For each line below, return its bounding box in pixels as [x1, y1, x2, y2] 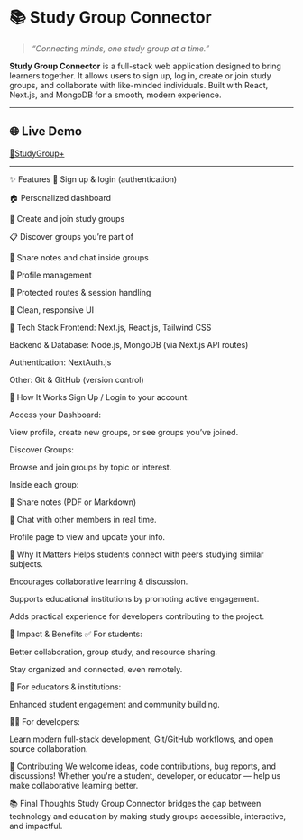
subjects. [9, 558, 43, 569]
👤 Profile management [9, 269, 92, 280]
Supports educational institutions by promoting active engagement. [9, 593, 260, 604]
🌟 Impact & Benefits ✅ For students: [9, 628, 142, 639]
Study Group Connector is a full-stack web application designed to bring [9, 60, 282, 71]
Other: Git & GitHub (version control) [9, 374, 144, 385]
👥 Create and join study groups [9, 213, 125, 224]
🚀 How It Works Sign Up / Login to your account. [9, 391, 189, 402]
